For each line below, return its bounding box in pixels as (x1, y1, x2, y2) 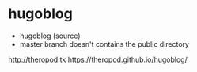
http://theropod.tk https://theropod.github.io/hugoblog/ (8, 55, 188, 64)
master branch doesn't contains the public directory (19, 39, 190, 48)
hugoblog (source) (19, 31, 81, 40)
